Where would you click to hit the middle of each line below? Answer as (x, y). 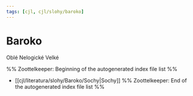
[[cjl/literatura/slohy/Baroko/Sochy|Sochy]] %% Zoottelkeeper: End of (101, 80)
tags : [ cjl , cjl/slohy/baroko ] (45, 12)
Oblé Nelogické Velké (33, 57)
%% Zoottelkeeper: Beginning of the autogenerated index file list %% (92, 69)
